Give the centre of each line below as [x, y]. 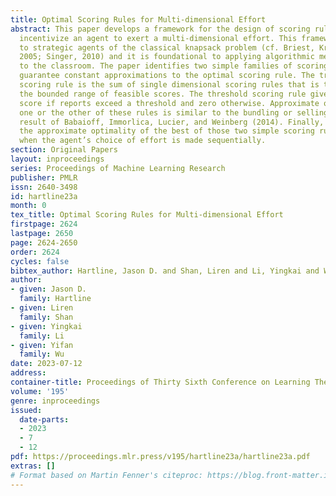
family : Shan [46, 317]
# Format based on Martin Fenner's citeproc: [106, 475]
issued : [26, 410]
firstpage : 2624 [44, 224]
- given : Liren [42, 308]
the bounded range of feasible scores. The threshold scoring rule [163, 94]
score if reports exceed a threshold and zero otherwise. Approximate [169, 103]
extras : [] [33, 466]
